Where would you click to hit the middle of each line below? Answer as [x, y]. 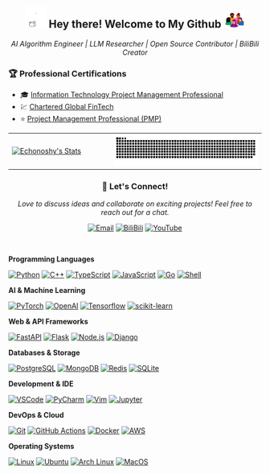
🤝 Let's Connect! [135, 187]
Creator [135, 52]
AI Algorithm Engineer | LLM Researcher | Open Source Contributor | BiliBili [135, 43]
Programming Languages [51, 259]
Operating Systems [41, 447]
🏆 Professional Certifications [67, 73]
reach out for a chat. [135, 212]
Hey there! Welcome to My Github [135, 25]
